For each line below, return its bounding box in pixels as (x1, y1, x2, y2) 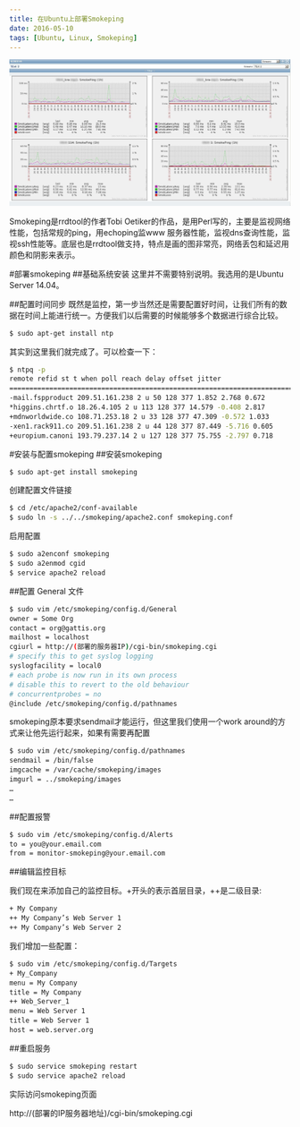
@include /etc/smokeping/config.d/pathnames (9, 699, 178, 708)
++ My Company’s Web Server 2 (9, 923, 122, 933)
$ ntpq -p (9, 365, 46, 374)
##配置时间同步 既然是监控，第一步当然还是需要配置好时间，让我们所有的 (9, 298, 279, 309)
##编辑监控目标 (9, 867, 67, 877)
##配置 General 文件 (9, 585, 85, 596)
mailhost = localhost (9, 633, 90, 642)
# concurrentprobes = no (9, 689, 102, 698)
